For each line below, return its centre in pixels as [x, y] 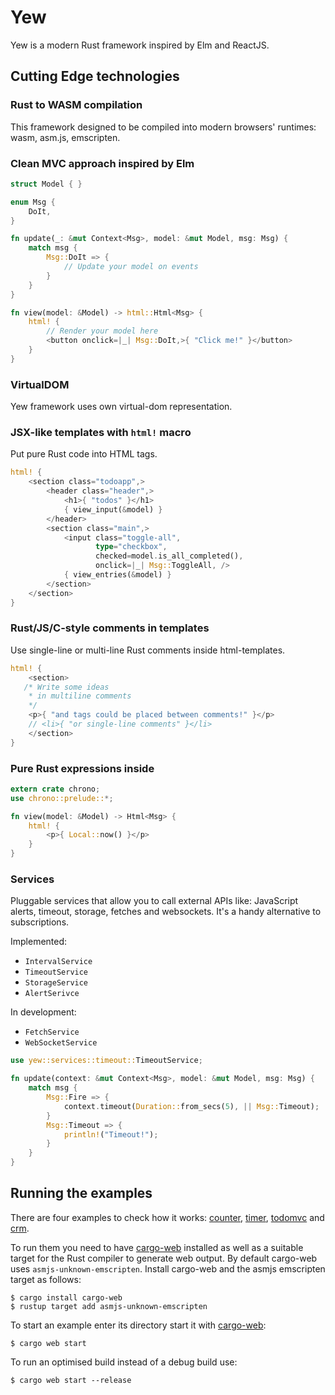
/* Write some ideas [66, 687]
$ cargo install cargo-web [66, 1297]
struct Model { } [46, 184]
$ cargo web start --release [71, 1380]
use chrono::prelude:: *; [62, 798]
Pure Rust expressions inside [82, 768]
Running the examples [81, 1193]
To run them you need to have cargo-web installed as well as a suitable [157, 1247]
